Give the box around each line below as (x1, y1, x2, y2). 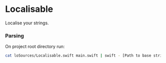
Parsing (5, 32, 24, 39)
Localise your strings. (5, 20, 49, 26)
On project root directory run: (5, 44, 65, 50)
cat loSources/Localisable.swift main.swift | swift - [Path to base (5, 53, 152, 58)
